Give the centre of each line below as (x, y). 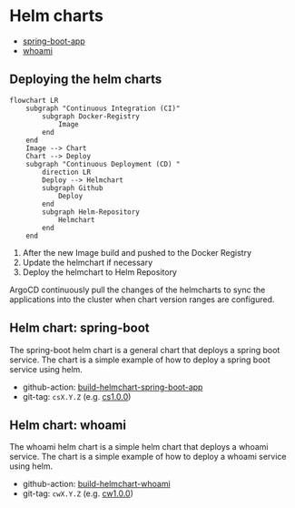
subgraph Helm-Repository (91, 212)
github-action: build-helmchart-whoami (96, 484)
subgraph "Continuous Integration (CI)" (103, 108)
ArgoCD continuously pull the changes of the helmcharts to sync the (138, 290)
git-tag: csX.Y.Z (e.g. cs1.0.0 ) (77, 396)
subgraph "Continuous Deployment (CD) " (103, 164)
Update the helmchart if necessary (88, 262)
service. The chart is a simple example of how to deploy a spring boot (140, 360)
